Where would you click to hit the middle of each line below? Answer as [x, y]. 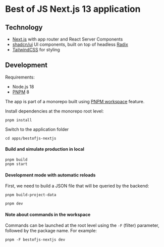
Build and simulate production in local [45, 149]
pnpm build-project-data [31, 195]
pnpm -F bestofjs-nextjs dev [35, 240]
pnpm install [19, 120]
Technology [24, 27]
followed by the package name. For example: [51, 231]
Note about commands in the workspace [48, 214]
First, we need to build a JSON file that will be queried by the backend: [77, 186]
